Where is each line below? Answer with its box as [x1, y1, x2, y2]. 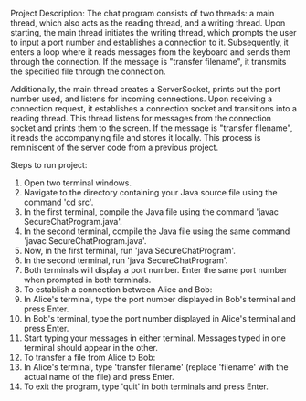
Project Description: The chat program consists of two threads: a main [10, 8, 275, 18]
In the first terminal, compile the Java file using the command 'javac [23, 206, 280, 217]
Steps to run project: [10, 160, 88, 170]
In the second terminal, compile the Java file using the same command [23, 226, 290, 237]
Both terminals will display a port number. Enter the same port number [23, 265, 288, 275]
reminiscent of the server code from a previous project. [10, 142, 218, 153]
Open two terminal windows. [23, 177, 132, 188]
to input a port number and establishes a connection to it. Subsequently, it [10, 37, 289, 47]
